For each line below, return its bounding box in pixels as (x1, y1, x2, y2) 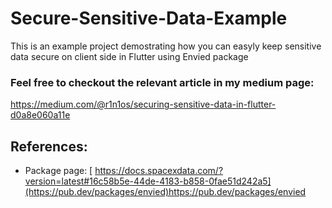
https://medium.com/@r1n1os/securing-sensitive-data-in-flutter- (10, 98, 277, 111)
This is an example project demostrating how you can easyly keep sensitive (10, 40, 322, 52)
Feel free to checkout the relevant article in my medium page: (10, 75, 315, 89)
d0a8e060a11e (10, 109, 71, 121)
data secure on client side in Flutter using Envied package (10, 50, 249, 62)
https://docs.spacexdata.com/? (94, 165, 224, 177)
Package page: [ (24, 165, 93, 177)
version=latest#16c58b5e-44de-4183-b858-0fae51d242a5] (24, 175, 272, 187)
